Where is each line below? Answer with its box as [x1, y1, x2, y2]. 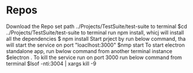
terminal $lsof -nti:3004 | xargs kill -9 [6, 60, 96, 67]
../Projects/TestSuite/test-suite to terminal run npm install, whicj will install [6, 29, 184, 36]
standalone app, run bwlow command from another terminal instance [6, 47, 173, 54]
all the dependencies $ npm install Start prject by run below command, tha [6, 35, 186, 42]
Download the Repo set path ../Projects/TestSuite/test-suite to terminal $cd [6, 23, 187, 30]
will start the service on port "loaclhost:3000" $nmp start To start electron [6, 41, 185, 48]
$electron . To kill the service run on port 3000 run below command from [6, 54, 182, 61]
